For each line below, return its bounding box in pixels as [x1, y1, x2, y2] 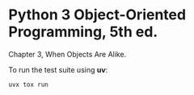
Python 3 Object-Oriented [8, 6, 187, 24]
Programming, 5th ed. [8, 23, 158, 41]
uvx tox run [8, 81, 48, 89]
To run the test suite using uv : [8, 64, 108, 74]
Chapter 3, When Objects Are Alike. [8, 49, 127, 59]
